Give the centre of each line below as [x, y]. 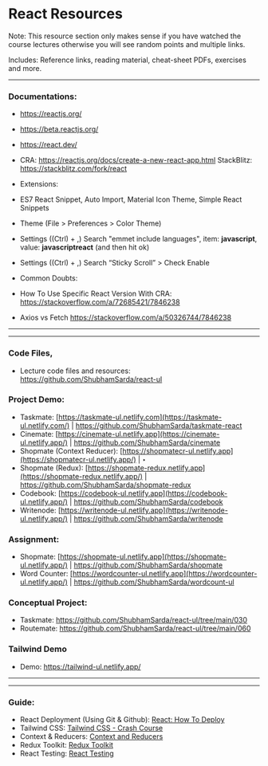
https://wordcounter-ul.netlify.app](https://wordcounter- [165, 574]
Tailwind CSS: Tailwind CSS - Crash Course [91, 728]
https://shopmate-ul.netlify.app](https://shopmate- [143, 557]
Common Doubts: [49, 278]
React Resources [66, 14]
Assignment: [34, 539]
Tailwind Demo [38, 649]
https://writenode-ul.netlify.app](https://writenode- [145, 510]
